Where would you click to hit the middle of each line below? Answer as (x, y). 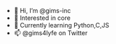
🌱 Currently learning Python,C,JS (61, 25)
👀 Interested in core (42, 18)
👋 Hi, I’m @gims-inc (42, 11)
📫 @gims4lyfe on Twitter (51, 33)
